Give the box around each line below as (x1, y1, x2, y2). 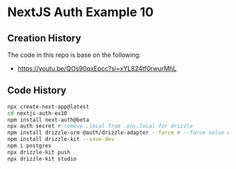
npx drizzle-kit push (7, 149, 71, 156)
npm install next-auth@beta (7, 116, 90, 123)
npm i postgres (7, 142, 52, 149)
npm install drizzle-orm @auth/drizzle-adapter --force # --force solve (7, 129, 225, 137)
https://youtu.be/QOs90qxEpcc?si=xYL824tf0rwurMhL (17, 65, 177, 72)
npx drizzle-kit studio (7, 155, 77, 162)
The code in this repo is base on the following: (7, 50, 141, 59)
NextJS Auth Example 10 (7, 4, 154, 20)
